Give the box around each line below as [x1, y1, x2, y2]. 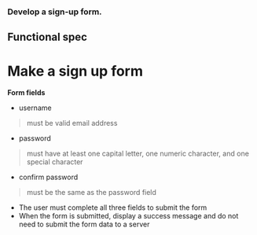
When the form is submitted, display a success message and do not [18, 211, 239, 221]
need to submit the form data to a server [18, 219, 150, 229]
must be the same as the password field [26, 188, 156, 197]
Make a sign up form [7, 62, 143, 80]
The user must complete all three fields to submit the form [18, 203, 207, 212]
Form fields [7, 88, 46, 97]
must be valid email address [26, 119, 118, 128]
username [18, 103, 52, 112]
